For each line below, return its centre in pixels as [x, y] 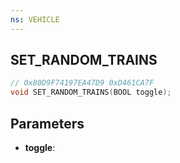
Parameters [47, 123]
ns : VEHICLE [35, 19]
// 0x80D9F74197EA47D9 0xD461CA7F [82, 83]
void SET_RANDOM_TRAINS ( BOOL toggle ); [91, 92]
